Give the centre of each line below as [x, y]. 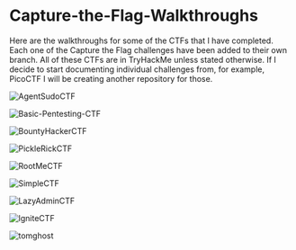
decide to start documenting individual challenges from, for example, [137, 69]
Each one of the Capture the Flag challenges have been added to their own [148, 49]
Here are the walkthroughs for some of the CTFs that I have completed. [142, 40]
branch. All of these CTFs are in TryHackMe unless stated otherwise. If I [143, 59]
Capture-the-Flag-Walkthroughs [134, 16]
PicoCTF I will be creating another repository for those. [111, 78]
